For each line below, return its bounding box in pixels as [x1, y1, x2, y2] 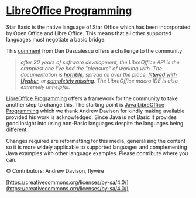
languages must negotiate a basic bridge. [6, 36, 106, 43]
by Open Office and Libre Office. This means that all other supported [6, 29, 171, 36]
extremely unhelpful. [20, 83, 70, 90]
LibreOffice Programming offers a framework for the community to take [6, 95, 178, 102]
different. [6, 126, 28, 133]
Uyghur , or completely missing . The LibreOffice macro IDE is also [20, 77, 178, 84]
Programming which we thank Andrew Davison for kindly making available [6, 107, 185, 114]
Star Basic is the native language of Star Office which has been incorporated [6, 23, 191, 30]
